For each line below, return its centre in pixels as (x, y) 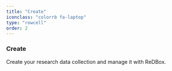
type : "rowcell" (26, 22)
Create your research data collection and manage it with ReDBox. (86, 62)
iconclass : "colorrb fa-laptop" (46, 17)
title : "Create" (26, 12)
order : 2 (17, 28)
